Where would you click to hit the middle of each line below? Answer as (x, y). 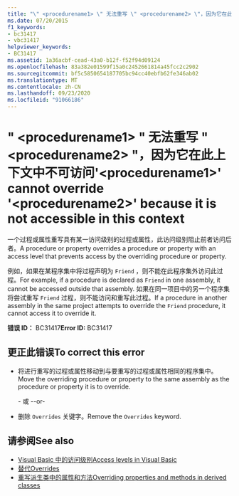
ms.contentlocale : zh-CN (44, 87)
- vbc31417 (23, 41)
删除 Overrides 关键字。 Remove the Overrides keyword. (99, 416)
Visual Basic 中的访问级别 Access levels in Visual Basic (97, 459)
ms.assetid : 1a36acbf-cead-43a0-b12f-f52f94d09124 (84, 60)
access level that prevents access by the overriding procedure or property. (117, 256)
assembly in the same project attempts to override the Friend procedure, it (117, 305)
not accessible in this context (96, 219)
